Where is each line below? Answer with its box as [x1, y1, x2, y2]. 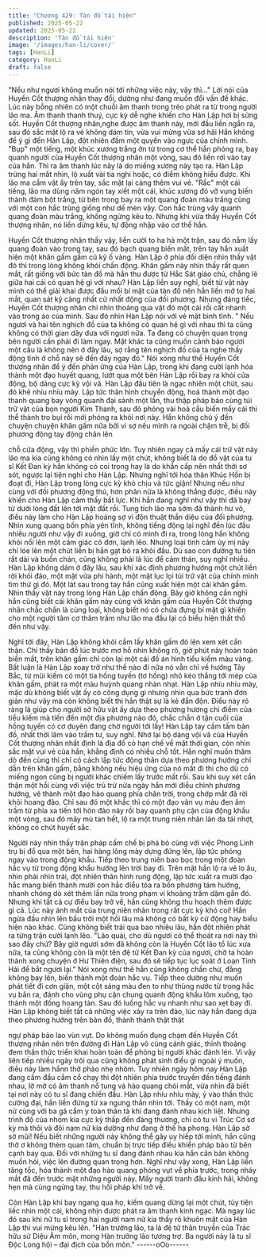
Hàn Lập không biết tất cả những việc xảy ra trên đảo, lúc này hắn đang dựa [8, 1006, 256, 1016]
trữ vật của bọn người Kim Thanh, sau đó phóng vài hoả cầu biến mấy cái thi [8, 404, 258, 413]
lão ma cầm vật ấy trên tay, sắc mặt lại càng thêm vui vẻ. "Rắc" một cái [8, 178, 241, 187]
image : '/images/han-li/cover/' [8, 41, 115, 49]
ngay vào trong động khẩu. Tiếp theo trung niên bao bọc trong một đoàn [8, 855, 246, 864]
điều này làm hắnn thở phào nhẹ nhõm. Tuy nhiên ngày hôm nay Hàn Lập [8, 1064, 248, 1074]
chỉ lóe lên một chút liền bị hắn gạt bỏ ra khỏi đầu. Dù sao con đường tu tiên [8, 545, 256, 555]
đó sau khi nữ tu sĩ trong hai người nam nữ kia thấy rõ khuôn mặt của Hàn [8, 1214, 248, 1224]
